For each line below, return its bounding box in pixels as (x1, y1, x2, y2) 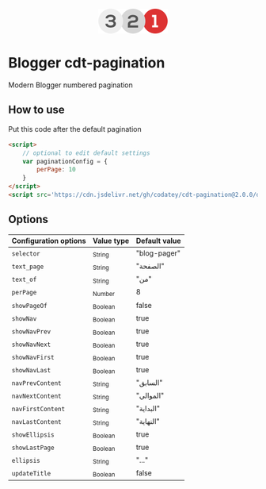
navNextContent (11, 392, 62, 400)
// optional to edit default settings (22, 148, 150, 157)
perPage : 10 (36, 166, 77, 174)
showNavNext (11, 341, 51, 348)
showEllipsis (11, 430, 55, 439)
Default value (135, 236, 181, 246)
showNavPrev (11, 327, 51, 336)
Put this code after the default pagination (8, 124, 142, 133)
